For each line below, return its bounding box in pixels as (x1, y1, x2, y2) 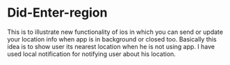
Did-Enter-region (7, 5, 108, 21)
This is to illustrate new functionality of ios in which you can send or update (7, 28, 224, 36)
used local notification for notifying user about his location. (7, 50, 176, 58)
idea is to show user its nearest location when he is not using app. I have (7, 42, 215, 50)
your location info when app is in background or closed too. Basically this (7, 35, 217, 43)
